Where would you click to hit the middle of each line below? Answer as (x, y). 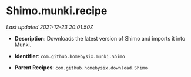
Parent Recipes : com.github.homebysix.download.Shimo (81, 67)
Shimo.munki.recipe (57, 11)
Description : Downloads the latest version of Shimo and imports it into (100, 38)
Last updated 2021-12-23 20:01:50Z (50, 27)
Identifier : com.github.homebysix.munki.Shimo (70, 56)
